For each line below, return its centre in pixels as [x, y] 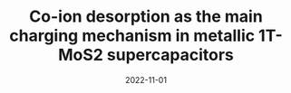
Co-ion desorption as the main [146, 17]
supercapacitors [170, 55]
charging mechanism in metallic [132, 36]
